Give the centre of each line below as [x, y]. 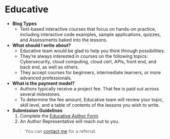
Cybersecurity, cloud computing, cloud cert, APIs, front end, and [88, 61]
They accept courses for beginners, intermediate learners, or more [90, 72]
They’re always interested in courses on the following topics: [84, 56]
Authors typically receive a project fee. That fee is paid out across [89, 88]
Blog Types [24, 24]
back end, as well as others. [49, 67]
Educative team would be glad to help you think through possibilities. [92, 51]
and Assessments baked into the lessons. [64, 40]
